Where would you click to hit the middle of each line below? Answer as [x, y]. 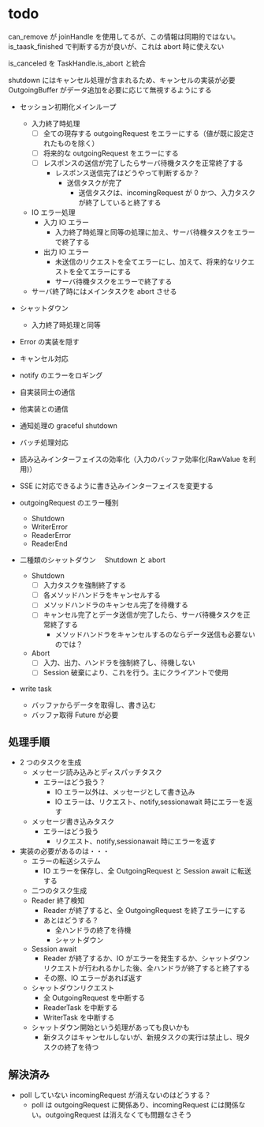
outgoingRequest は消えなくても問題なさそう [119, 1115]
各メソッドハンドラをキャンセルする [102, 595]
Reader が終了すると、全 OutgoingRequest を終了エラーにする [145, 911]
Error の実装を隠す [50, 342]
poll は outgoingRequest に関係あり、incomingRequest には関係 [135, 1105]
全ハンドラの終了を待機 [93, 930]
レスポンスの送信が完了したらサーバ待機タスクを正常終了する [143, 163]
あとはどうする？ [71, 920]
